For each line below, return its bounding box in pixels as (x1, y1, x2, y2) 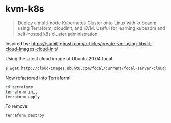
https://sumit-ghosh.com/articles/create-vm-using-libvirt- (31, 40, 153, 46)
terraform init (5, 89, 38, 95)
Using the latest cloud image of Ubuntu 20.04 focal (5, 55, 113, 61)
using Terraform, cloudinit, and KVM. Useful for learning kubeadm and (17, 25, 165, 31)
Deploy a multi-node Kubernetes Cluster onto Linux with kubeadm (17, 20, 157, 26)
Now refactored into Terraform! (5, 75, 71, 81)
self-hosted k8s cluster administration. (17, 30, 99, 37)
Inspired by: (5, 40, 31, 46)
